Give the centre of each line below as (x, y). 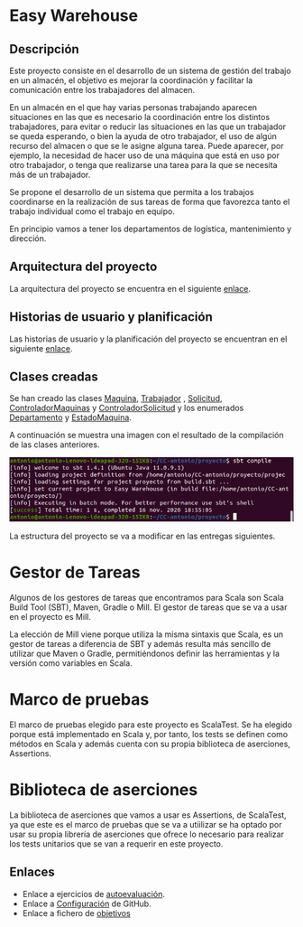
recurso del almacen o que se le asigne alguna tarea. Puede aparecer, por (147, 146)
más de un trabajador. (50, 174)
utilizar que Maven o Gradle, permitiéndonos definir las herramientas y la (145, 653)
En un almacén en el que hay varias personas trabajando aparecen (133, 108)
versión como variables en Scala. (71, 663)
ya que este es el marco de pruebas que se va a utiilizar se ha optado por (146, 824)
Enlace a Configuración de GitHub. (87, 904)
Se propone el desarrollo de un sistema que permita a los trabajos (132, 192)
